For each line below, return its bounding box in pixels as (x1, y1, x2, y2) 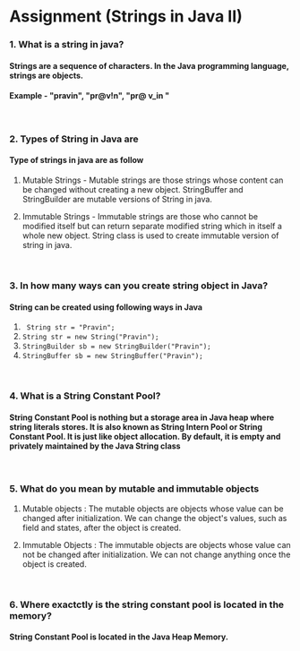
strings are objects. (9, 70, 83, 81)
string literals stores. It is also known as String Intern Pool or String (9, 421, 262, 432)
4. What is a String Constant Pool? (9, 390, 161, 402)
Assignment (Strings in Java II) (9, 6, 244, 27)
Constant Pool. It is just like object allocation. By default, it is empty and (9, 431, 281, 441)
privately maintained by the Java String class (9, 441, 181, 451)
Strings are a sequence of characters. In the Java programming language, (9, 60, 289, 71)
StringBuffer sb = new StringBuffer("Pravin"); (21, 352, 203, 361)
